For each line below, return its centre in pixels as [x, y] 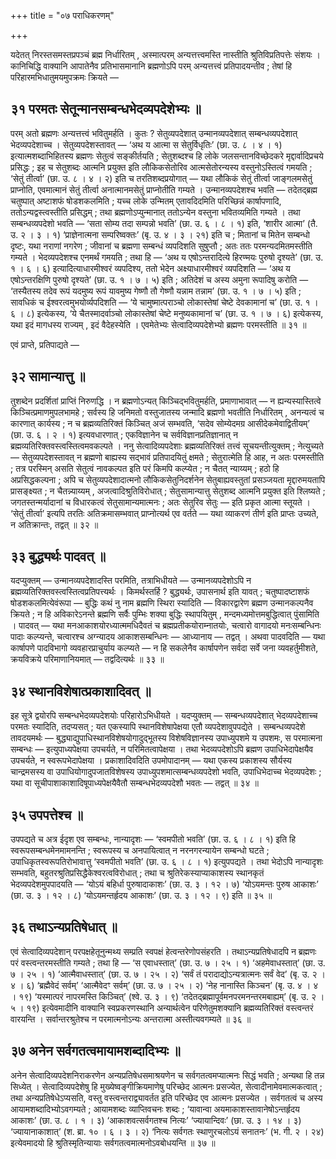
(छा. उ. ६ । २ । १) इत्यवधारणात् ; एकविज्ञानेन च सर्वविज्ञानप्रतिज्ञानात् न [124, 434]
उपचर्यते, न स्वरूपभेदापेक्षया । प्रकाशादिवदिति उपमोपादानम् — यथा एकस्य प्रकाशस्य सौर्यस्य [151, 761]
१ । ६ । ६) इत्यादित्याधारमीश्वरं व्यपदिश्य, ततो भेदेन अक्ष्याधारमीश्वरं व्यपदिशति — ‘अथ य [150, 268]
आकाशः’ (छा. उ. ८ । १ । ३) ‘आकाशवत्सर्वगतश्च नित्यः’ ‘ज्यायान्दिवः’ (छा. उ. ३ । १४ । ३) [156, 1120]
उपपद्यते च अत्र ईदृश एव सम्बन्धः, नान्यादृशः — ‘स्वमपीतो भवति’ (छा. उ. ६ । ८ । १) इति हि [153, 839]
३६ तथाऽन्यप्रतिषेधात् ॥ [64, 927]
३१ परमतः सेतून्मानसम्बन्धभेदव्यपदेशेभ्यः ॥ [106, 109]
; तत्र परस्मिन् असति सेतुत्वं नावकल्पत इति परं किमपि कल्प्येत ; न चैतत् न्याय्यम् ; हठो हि [145, 468]
